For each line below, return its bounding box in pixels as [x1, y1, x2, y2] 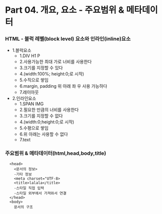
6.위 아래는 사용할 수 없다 [19, 131, 68, 137]
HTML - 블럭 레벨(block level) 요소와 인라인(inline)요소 [5, 35, 131, 42]
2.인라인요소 [12, 95, 36, 101]
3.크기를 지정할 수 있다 [19, 65, 63, 71]
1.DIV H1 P [19, 53, 40, 59]
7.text [19, 137, 31, 143]
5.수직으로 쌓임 [19, 77, 49, 83]
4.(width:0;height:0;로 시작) [19, 119, 75, 125]
